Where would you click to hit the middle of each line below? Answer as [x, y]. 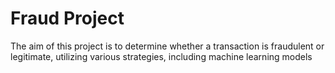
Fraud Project [67, 18]
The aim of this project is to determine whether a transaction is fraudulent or [167, 46]
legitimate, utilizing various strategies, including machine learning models [161, 56]
